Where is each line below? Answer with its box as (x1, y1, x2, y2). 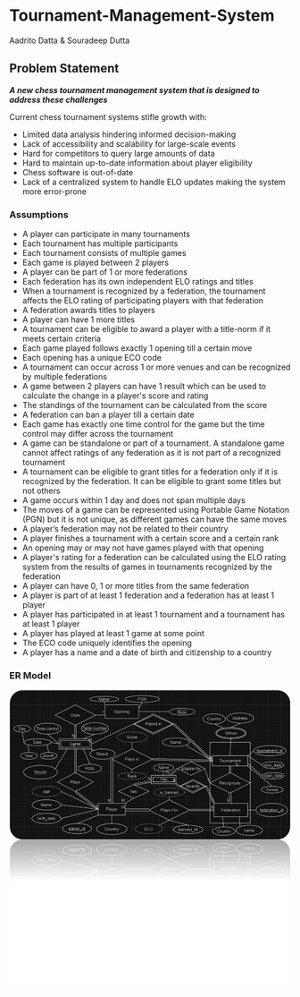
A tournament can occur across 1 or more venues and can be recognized (21, 362, 291, 372)
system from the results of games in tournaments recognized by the (21, 561, 272, 573)
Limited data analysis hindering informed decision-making (21, 129, 237, 140)
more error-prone (21, 185, 87, 197)
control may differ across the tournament (21, 429, 174, 439)
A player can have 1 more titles (21, 314, 136, 325)
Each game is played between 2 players (21, 257, 170, 268)
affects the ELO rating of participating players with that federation (21, 295, 263, 306)
